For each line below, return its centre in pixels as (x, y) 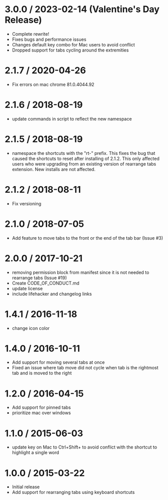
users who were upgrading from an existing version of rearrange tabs (84, 164)
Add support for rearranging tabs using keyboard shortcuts (73, 492)
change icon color (31, 328)
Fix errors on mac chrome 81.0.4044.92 (53, 84)
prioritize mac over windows (41, 413)
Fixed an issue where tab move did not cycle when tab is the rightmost (85, 368)
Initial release (26, 487)
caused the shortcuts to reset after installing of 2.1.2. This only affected (86, 158)
